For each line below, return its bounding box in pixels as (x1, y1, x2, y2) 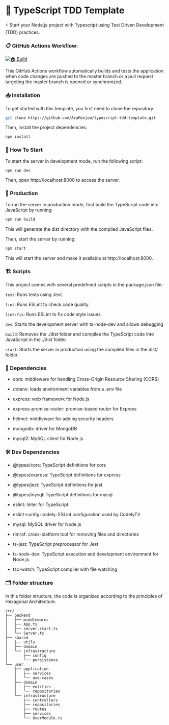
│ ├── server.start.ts (5, 626, 58, 631)
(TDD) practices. (5, 29, 40, 35)
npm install (5, 134, 31, 139)
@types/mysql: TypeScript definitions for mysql (12, 492, 113, 498)
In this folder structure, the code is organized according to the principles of (5, 593, 163, 599)
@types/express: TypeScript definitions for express (12, 472, 121, 478)
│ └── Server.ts (5, 631, 44, 636)
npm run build (5, 216, 36, 222)
